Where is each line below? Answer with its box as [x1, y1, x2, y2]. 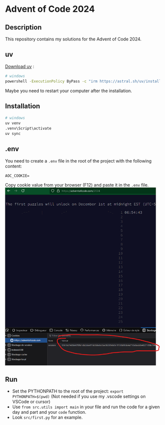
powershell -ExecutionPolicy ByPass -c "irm [5, 79, 98, 84]
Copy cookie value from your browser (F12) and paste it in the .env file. [5, 182, 149, 188]
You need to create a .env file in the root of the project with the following [5, 158, 152, 163]
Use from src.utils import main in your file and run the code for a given [12, 404, 160, 410]
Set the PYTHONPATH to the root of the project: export [12, 388, 124, 394]
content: [5, 163, 22, 169]
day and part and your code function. [12, 409, 87, 415]
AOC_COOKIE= [5, 173, 29, 178]
